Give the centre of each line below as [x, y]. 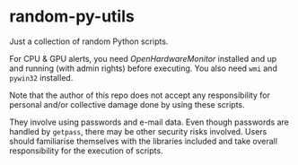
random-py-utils [72, 17]
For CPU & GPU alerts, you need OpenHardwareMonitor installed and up [143, 58]
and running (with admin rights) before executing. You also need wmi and [144, 68]
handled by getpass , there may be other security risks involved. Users [138, 131]
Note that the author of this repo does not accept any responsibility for [140, 95]
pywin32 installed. [41, 77]
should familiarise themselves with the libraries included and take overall [144, 141]
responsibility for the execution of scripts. [86, 151]
